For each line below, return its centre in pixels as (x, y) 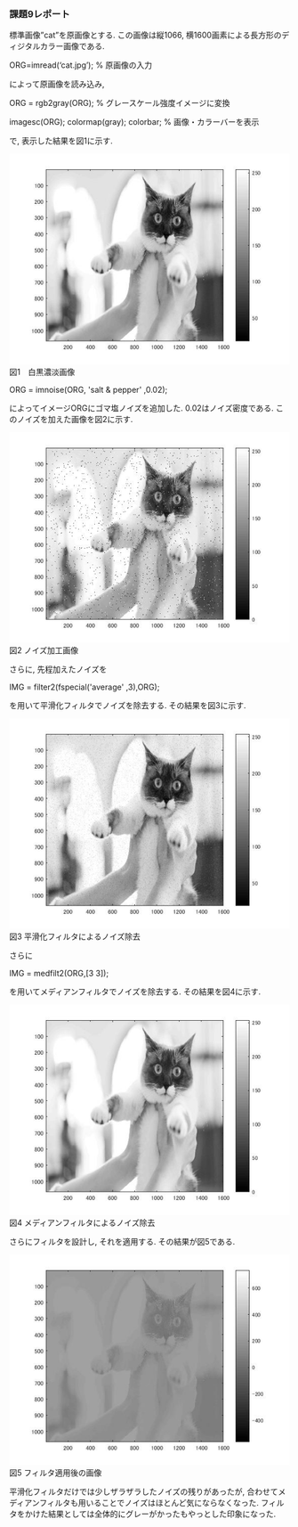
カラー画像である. (72, 46)
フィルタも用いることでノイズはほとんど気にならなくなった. (149, 1503)
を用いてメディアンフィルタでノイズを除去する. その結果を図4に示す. (135, 992)
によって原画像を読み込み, (57, 84)
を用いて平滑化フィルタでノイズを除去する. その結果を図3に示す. (128, 706)
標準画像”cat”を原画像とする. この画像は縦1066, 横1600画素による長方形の (145, 35)
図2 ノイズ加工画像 (44, 650)
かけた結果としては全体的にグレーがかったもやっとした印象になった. (150, 1514)
